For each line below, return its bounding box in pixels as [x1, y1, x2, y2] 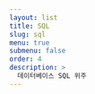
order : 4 [9, 55, 42, 64]
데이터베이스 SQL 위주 [17, 72, 87, 81]
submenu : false [9, 47, 66, 56]
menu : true [9, 38, 50, 47]
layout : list [9, 13, 58, 22]
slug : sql [9, 30, 47, 38]
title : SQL [9, 21, 50, 30]
